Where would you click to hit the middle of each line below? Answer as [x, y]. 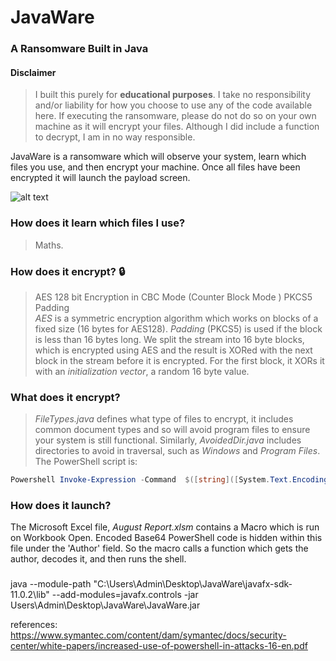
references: [34, 625]
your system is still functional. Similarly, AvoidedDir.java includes [168, 440]
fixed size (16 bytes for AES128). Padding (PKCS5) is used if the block [178, 328]
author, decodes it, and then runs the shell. [98, 559]
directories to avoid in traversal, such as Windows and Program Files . [177, 451]
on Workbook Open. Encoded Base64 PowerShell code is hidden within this [166, 538]
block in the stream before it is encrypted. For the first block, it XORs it [179, 360]
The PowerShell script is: [86, 462]
